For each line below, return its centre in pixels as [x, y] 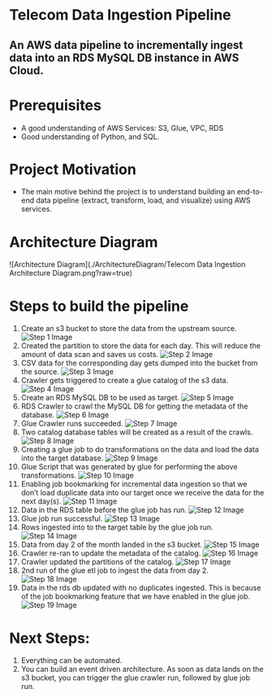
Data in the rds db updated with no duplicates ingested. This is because [141, 588]
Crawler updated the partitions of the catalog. [97, 562]
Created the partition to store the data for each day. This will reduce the [140, 346]
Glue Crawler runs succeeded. [72, 424]
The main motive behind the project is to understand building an [128, 192]
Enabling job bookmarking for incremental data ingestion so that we [134, 484]
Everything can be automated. [71, 661]
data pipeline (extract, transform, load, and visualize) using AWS [143, 200]
